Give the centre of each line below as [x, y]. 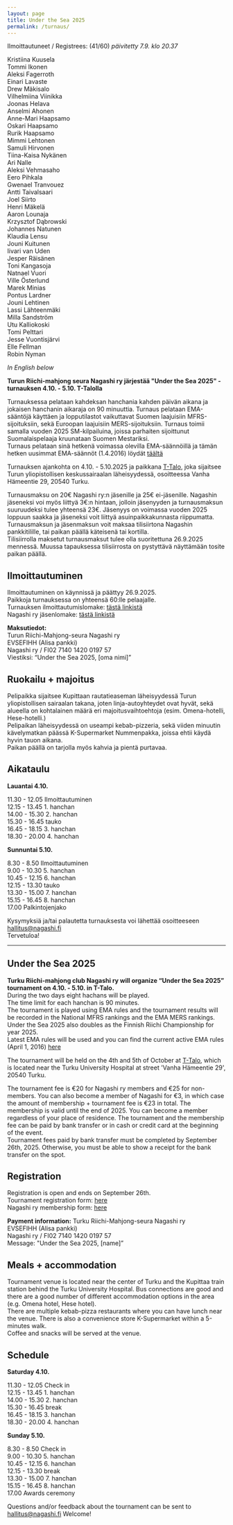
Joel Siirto [21, 200]
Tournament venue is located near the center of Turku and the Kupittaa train [116, 1282]
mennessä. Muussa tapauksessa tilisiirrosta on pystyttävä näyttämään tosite [116, 547]
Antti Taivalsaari [30, 192]
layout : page [26, 14]
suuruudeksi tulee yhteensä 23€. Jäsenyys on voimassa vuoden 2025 [107, 509]
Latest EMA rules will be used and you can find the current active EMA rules [115, 1039]
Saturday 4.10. [28, 1372]
